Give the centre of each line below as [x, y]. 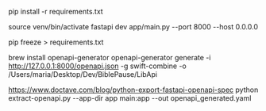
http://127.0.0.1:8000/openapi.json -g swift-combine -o [97, 66]
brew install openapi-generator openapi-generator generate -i [110, 57]
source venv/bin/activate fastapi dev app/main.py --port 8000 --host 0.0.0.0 [133, 27]
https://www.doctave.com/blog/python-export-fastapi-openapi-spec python [133, 90]
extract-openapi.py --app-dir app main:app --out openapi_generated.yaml [130, 98]
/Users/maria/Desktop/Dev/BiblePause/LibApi [83, 74]
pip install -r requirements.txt [56, 11]
